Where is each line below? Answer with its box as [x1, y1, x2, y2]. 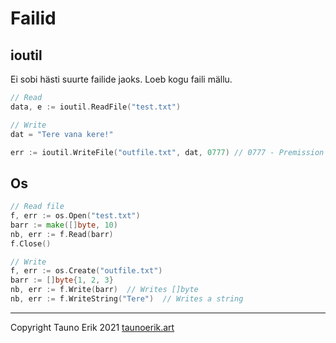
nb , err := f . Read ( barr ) [10, 229, 114, 239]
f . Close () [10, 238, 52, 249]
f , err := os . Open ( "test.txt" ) [10, 211, 141, 221]
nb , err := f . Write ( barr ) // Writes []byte [10, 285, 199, 295]
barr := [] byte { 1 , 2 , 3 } [10, 275, 114, 286]
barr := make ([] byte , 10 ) [10, 220, 118, 230]
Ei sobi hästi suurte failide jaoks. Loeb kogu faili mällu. [10, 73, 233, 85]
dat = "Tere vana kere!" [10, 129, 114, 139]
